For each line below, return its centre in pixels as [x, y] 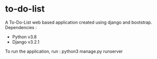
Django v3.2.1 [26, 42]
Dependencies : [21, 27]
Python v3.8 [24, 37]
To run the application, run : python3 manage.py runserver [64, 51]
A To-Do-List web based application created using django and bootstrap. [79, 22]
